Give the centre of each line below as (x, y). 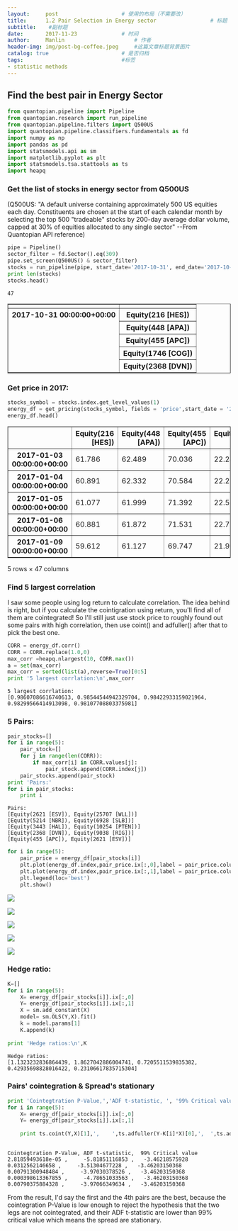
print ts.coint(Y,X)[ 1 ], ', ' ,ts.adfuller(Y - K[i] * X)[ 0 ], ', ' (117, 1134)
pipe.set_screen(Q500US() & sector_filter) (73, 261)
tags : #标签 (72, 60)
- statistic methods (38, 67)
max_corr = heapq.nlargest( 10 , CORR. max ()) (71, 659)
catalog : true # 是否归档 (78, 54)
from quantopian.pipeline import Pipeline (71, 112)
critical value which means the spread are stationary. (84, 1220)
